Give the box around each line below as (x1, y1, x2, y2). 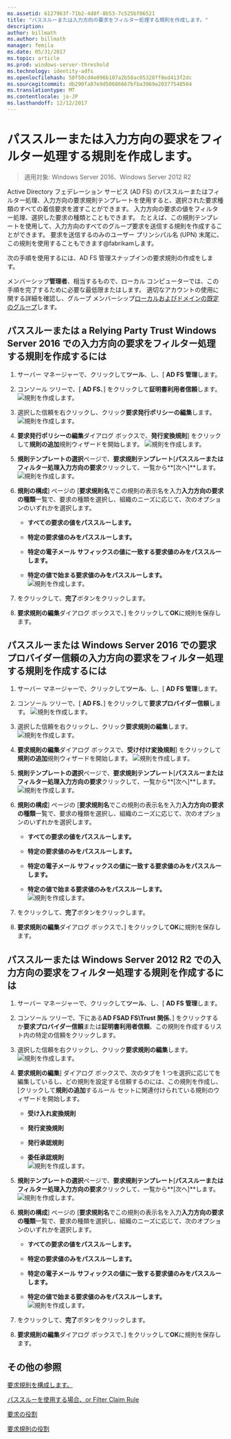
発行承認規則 (27, 1139, 64, 1147)
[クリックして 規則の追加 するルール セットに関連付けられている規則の (16, 1086, 214, 1095)
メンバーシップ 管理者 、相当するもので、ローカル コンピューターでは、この (7, 277, 219, 285)
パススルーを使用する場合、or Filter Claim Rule (7, 1396, 140, 1404)
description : (7, 23, 45, 30)
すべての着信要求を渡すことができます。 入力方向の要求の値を (19, 204, 195, 213)
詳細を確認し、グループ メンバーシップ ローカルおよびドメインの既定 (25, 294, 219, 302)
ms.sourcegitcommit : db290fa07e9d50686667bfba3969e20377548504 (7, 81, 192, 87)
